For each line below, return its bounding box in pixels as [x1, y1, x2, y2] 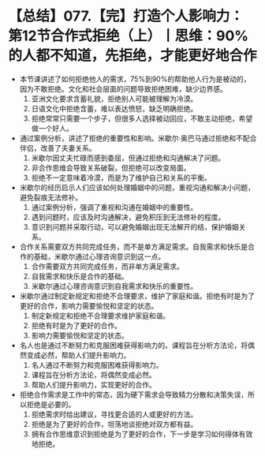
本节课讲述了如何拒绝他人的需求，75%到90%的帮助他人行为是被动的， [19, 74, 251, 84]
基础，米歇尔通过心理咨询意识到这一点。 [33, 252, 166, 261]
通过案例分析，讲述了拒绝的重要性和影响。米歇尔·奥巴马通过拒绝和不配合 [19, 133, 257, 143]
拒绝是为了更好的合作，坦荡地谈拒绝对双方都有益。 [31, 419, 198, 428]
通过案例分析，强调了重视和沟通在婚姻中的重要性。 [31, 202, 198, 211]
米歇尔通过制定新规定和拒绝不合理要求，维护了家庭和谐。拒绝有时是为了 [19, 291, 255, 301]
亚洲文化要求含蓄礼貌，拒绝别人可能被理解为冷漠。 [31, 94, 198, 103]
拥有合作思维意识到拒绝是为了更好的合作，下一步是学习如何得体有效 [31, 429, 253, 439]
